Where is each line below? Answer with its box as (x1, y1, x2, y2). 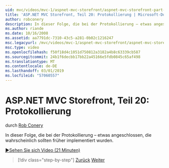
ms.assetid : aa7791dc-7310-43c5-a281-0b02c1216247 (5, 36, 114, 41)
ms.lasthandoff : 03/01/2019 (5, 69, 64, 74)
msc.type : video (5, 45, 39, 50)
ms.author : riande (5, 26, 44, 31)
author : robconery (5, 17, 44, 22)
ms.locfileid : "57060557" (5, 73, 59, 78)
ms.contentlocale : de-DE (5, 64, 57, 69)
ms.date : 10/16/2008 (5, 31, 49, 36)
